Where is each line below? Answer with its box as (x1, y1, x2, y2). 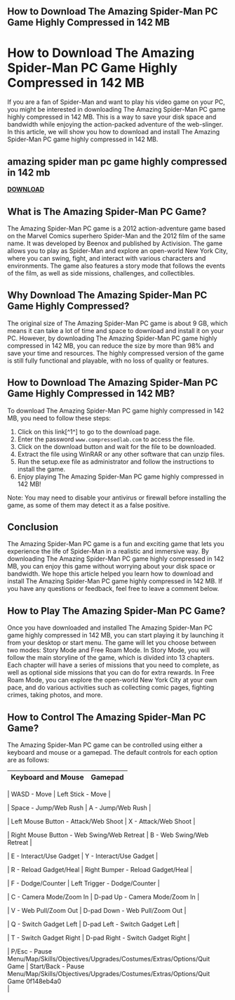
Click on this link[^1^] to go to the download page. (17, 427, 161, 436)
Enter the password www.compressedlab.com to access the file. (17, 435, 195, 443)
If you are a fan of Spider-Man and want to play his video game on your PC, (7, 98, 226, 106)
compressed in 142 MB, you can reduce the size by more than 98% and (7, 341, 214, 350)
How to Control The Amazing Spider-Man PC (7, 711, 206, 723)
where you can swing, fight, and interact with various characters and (7, 254, 206, 262)
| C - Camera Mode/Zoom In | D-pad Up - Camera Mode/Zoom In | (7, 892, 200, 902)
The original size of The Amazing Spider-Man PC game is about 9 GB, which (7, 319, 228, 327)
